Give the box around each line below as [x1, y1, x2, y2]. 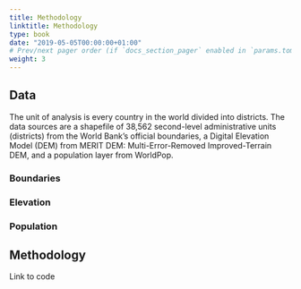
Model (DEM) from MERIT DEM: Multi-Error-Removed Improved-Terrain [9, 140, 272, 150]
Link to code [9, 271, 56, 282]
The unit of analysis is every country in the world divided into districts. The [9, 111, 285, 122]
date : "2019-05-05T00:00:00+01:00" [9, 38, 142, 47]
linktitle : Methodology [9, 21, 99, 30]
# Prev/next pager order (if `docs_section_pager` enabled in [9, 47, 246, 55]
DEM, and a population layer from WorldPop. [9, 149, 174, 160]
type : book [9, 30, 50, 38]
